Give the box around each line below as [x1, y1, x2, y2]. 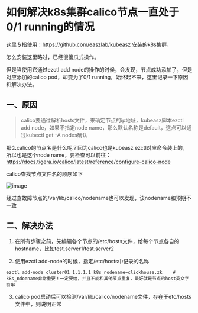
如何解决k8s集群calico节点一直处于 [6, 5, 179, 19]
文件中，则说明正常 [14, 300, 62, 308]
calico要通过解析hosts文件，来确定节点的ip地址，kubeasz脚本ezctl [20, 117, 184, 124]
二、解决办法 [6, 221, 53, 231]
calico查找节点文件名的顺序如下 [6, 170, 83, 178]
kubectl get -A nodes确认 [25, 131, 88, 138]
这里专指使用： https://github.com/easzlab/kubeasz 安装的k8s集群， [6, 41, 173, 48]
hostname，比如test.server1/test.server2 [14, 245, 114, 252]
